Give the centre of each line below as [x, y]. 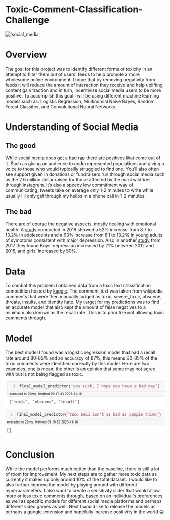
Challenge [27, 20]
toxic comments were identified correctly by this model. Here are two [77, 363]
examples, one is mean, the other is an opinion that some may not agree [80, 369]
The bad [18, 212]
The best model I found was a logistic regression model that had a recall [80, 352]
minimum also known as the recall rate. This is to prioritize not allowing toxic [85, 312]
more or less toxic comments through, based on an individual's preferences [84, 496]
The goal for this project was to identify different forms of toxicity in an [79, 69]
